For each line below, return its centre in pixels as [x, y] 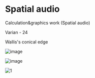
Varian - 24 [16, 32]
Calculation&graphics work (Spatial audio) [47, 23]
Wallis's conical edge [27, 42]
